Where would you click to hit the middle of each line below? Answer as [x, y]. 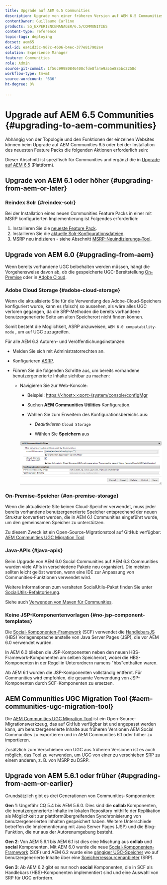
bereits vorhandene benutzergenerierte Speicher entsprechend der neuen [81, 512]
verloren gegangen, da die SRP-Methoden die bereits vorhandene [73, 311]
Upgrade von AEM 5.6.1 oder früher [61, 776]
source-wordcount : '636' [31, 79]
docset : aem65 [20, 42]
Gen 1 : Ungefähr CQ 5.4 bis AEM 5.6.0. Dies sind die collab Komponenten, [81, 805]
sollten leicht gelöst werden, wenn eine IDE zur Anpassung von [70, 572]
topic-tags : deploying [29, 37]
